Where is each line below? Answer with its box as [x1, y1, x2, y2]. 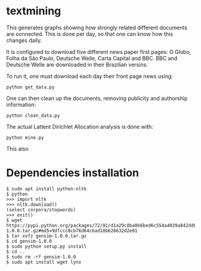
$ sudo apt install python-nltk [6, 185, 87, 192]
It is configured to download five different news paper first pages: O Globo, [6, 48, 191, 55]
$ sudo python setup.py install [6, 243, 87, 249]
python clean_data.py [6, 112, 60, 118]
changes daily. [6, 36, 42, 44]
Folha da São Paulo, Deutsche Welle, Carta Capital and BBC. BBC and [6, 54, 178, 62]
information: [6, 101, 36, 108]
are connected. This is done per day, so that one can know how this [6, 30, 173, 37]
